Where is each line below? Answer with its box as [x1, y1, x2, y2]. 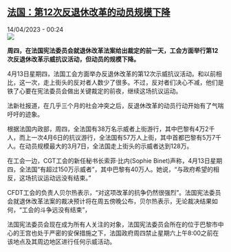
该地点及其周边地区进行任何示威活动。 [7, 237, 115, 246]
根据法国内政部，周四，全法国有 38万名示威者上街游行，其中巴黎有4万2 [7, 125, 209, 133]
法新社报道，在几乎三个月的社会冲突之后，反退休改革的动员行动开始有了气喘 [7, 101, 224, 109]
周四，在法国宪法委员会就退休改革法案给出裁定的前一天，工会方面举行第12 [7, 46, 219, 54]
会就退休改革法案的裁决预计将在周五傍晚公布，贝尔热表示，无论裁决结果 [7, 197, 212, 205]
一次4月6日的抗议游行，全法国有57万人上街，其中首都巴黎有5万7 [30, 133, 216, 141]
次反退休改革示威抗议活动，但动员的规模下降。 [7, 54, 140, 63]
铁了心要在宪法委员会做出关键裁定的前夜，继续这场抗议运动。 [7, 87, 182, 95]
